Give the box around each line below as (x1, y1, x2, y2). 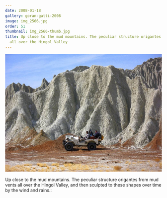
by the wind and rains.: (5, 187, 52, 193)
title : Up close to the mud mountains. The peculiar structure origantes (5, 34, 162, 39)
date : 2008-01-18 (5, 8, 41, 13)
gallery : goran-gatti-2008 (5, 13, 61, 18)
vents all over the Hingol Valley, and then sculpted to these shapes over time (5, 182, 162, 188)
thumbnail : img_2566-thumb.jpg (5, 29, 70, 34)
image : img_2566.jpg (5, 18, 48, 23)
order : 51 (5, 24, 26, 29)
